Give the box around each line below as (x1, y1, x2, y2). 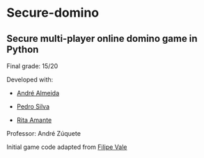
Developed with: (6, 75, 54, 84)
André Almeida (16, 89, 60, 97)
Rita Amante (16, 116, 52, 124)
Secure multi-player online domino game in (6, 33, 198, 45)
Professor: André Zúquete (6, 129, 81, 137)
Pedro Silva (16, 102, 50, 111)
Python (6, 43, 39, 55)
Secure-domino (6, 5, 99, 21)
